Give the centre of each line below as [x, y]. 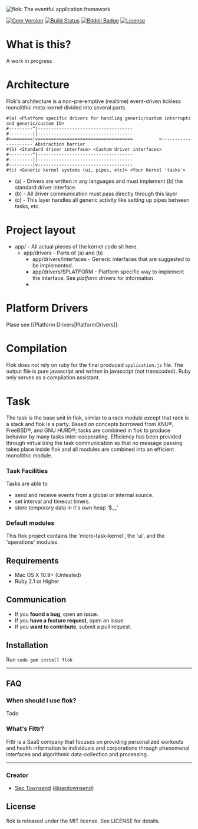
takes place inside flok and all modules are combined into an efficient [90, 449]
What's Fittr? [25, 729]
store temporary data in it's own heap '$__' [67, 507]
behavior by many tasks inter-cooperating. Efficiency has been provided [94, 436]
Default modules [30, 522]
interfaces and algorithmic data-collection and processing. [77, 754]
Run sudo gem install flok [39, 659]
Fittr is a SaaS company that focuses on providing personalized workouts [95, 741]
